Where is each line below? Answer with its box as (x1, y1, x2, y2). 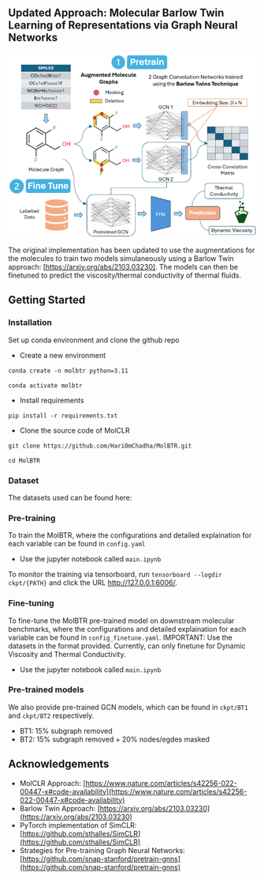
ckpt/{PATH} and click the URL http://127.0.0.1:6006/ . (8, 578, 177, 587)
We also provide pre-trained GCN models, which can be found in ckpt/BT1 (8, 702, 248, 712)
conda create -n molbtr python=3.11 (8, 367, 128, 375)
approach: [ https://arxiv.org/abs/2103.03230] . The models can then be (8, 262, 239, 271)
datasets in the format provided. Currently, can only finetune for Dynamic (8, 640, 246, 651)
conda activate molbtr (8, 381, 83, 390)
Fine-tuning (8, 598, 54, 609)
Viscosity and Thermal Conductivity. (8, 649, 126, 659)
